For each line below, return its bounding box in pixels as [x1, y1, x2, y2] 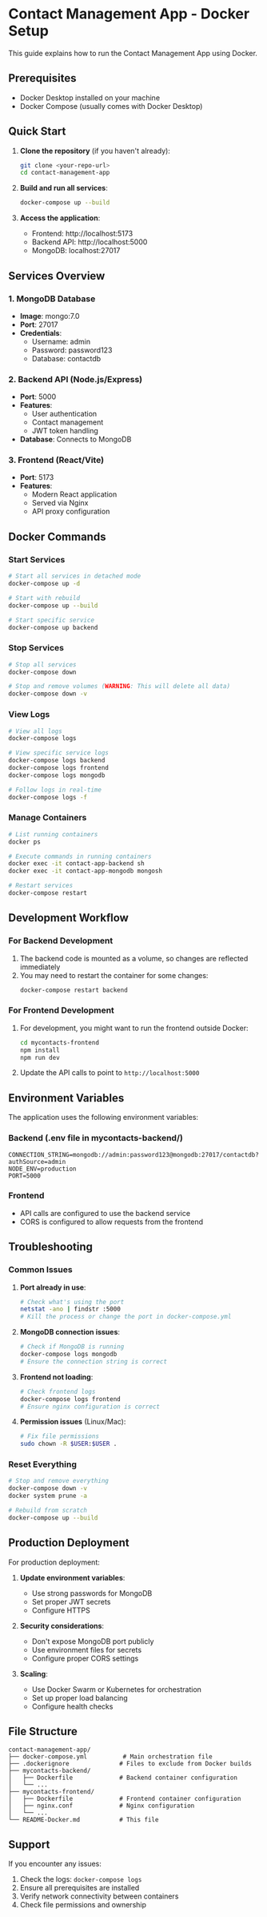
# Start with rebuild [8, 594, 81, 602]
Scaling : [19, 1669, 48, 1678]
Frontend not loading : [19, 1371, 94, 1382]
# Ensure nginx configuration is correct [19, 1403, 160, 1411]
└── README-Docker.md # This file [8, 1816, 159, 1824]
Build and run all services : [19, 183, 108, 193]
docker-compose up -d [8, 580, 81, 588]
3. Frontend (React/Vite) [8, 454, 105, 465]
